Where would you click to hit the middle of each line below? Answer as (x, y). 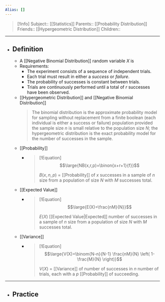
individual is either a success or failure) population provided (92, 123)
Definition (27, 49)
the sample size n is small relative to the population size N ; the (95, 128)
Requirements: (34, 66)
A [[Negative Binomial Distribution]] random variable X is (77, 61)
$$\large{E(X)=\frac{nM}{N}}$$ (100, 207)
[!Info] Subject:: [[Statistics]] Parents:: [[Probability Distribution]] (82, 24)
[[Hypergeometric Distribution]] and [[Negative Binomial (76, 98)
